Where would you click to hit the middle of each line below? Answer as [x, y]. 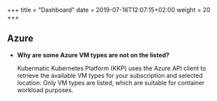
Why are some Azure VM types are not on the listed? [93, 55]
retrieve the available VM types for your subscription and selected [110, 75]
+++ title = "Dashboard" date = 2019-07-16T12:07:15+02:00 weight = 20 [109, 10]
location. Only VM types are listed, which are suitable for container [111, 83]
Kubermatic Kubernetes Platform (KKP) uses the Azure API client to [112, 68]
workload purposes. [45, 90]
